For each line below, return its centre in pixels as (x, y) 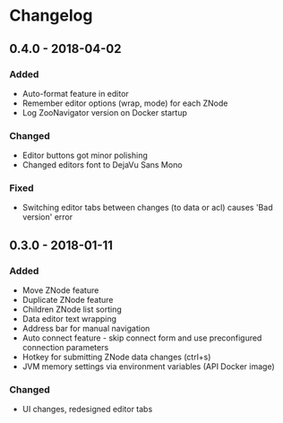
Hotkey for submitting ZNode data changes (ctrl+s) (116, 357)
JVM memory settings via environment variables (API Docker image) (148, 367)
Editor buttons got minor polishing (85, 155)
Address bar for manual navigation (86, 329)
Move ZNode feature (60, 290)
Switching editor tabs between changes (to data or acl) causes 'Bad (147, 208)
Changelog (51, 16)
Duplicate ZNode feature (68, 300)
